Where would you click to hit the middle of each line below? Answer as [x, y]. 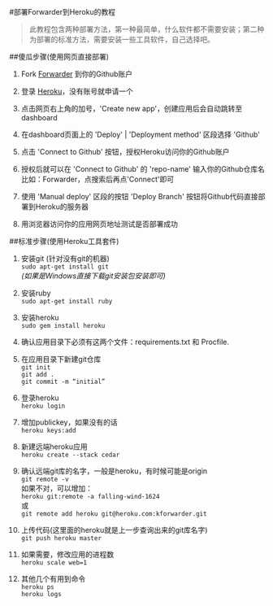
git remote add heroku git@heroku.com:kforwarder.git [114, 514]
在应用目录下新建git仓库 [61, 359]
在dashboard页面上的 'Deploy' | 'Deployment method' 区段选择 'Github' [141, 134]
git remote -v [45, 479]
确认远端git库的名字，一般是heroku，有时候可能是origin [114, 471]
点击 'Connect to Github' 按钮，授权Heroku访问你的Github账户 [125, 152]
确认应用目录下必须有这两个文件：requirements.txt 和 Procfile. [125, 342]
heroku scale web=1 [54, 563]
